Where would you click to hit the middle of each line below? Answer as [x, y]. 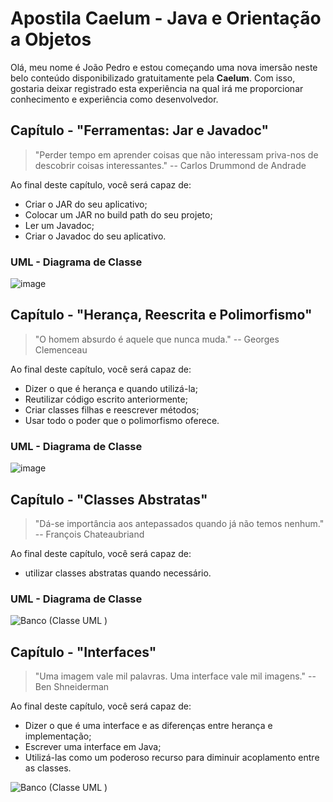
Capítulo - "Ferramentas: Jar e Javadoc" [140, 130]
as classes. [48, 768]
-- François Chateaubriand [89, 534]
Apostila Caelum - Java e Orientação [166, 18]
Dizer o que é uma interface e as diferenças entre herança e [148, 726]
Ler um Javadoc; [59, 225]
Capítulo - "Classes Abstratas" [109, 499]
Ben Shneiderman [72, 687]
